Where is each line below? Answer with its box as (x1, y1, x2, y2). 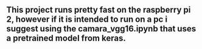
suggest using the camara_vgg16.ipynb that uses (6, 24, 197, 34)
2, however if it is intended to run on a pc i (6, 15, 168, 25)
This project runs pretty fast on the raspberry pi (6, 5, 191, 15)
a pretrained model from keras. (6, 33, 126, 44)
